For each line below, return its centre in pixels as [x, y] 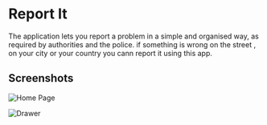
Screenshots [41, 78]
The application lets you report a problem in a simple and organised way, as [133, 36]
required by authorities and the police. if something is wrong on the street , [132, 44]
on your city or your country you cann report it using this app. [111, 53]
